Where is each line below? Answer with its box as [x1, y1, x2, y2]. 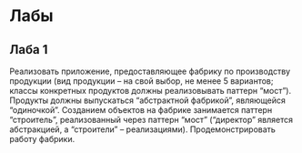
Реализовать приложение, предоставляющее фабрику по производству [9, 66, 291, 76]
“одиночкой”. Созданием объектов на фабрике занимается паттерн [9, 105, 273, 115]
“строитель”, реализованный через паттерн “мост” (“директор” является [9, 115, 294, 125]
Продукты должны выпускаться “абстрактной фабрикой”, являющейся [9, 95, 287, 106]
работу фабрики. [9, 134, 75, 144]
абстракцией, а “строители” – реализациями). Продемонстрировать [9, 124, 276, 135]
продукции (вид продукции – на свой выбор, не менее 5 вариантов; [9, 76, 274, 87]
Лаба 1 [9, 42, 48, 57]
